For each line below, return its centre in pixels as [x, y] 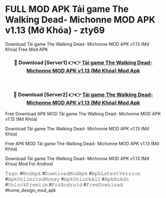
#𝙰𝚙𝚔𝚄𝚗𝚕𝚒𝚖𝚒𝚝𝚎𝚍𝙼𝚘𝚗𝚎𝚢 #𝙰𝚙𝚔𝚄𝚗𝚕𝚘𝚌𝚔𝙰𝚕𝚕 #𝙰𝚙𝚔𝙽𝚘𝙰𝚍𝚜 [67, 179]
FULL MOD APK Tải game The [67, 9]
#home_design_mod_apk [30, 190]
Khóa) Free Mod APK [27, 49]
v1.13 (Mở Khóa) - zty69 [55, 30]
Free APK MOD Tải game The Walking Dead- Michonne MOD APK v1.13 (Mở [82, 143]
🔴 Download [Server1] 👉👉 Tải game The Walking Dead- [83, 62]
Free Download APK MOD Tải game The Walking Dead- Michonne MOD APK [83, 113]
